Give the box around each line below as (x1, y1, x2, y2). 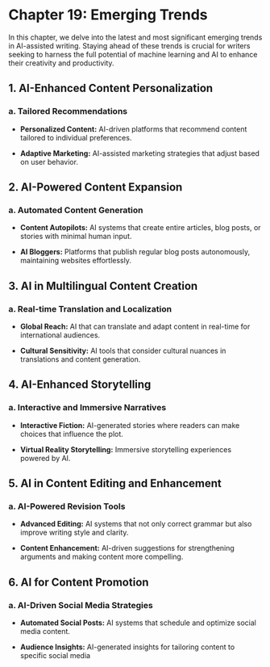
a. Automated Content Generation (8, 204, 143, 216)
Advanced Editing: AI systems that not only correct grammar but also (19, 519, 252, 529)
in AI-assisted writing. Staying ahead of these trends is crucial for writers (8, 40, 251, 50)
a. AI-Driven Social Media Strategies (8, 599, 153, 610)
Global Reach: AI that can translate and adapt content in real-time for (19, 321, 251, 331)
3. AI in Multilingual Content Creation (8, 279, 198, 292)
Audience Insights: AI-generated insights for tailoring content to (19, 642, 235, 652)
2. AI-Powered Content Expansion (8, 180, 183, 195)
